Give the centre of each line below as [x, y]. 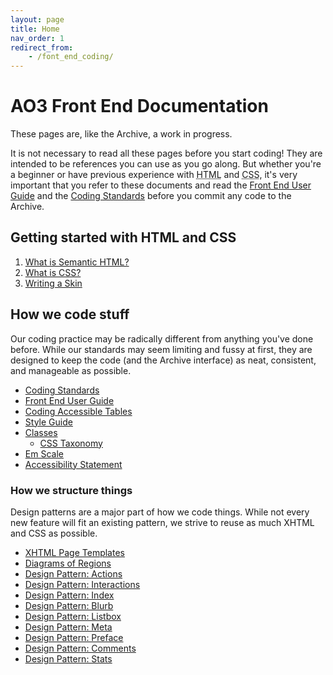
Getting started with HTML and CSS [123, 237]
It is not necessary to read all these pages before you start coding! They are [166, 153]
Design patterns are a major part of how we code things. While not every [160, 512]
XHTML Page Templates [74, 552]
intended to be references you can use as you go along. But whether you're [166, 164]
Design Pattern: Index [69, 595]
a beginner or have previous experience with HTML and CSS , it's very [154, 175]
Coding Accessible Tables [78, 411]
